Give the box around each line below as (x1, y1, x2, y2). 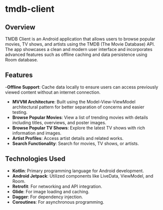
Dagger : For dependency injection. (12, 194, 83, 200)
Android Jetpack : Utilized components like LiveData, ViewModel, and (12, 173, 154, 179)
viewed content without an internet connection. (5, 89, 101, 95)
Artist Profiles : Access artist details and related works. (12, 135, 124, 141)
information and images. (12, 130, 62, 136)
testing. (12, 109, 28, 115)
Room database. (5, 57, 38, 62)
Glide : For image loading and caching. (12, 188, 90, 194)
